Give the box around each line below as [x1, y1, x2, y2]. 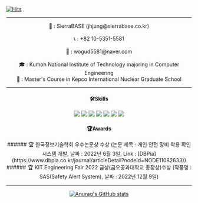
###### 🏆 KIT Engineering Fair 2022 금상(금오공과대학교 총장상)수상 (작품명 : [6, 164, 192, 171]
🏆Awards [86, 125, 112, 132]
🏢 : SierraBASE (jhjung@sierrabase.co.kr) [49, 22, 149, 30]
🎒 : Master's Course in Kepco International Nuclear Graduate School [16, 76, 181, 83]
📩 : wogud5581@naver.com [65, 48, 133, 55]
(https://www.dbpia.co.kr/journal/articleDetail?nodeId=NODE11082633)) [11, 157, 187, 164]
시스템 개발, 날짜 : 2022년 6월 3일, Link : [42, 150, 137, 158]
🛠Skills [89, 95, 109, 102]
